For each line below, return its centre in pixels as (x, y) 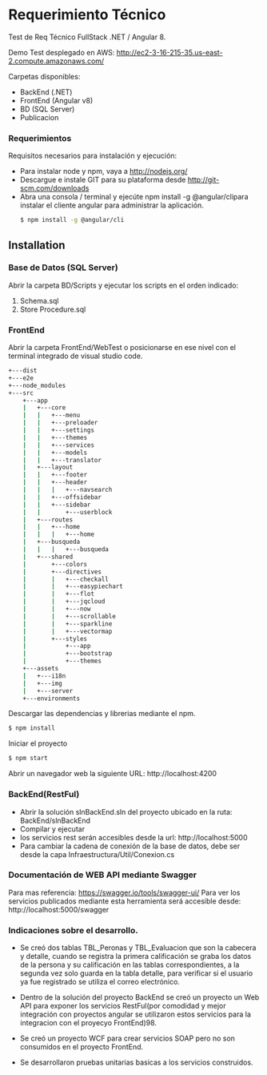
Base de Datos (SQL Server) (63, 268)
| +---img (42, 683)
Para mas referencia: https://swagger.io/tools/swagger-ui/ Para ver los (124, 892)
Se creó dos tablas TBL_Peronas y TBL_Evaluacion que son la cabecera (138, 948)
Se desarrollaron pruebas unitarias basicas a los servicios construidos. (136, 1062)
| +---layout (48, 467)
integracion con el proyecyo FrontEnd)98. (88, 1023)
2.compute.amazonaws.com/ (56, 61)
